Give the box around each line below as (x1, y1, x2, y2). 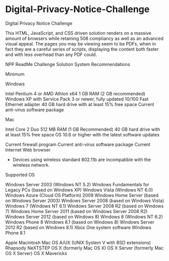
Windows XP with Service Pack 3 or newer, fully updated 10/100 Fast (5, 96, 149, 102)
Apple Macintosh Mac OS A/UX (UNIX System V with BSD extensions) (5, 239, 151, 245)
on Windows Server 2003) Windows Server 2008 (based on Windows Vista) (5, 197, 164, 203)
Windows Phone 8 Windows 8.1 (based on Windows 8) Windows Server (5, 219, 154, 225)
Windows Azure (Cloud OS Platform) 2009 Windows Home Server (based (5, 192, 159, 198)
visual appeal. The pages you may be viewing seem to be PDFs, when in (5, 40, 156, 46)
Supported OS (5, 172, 35, 178)
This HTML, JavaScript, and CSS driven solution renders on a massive (5, 30, 152, 36)
